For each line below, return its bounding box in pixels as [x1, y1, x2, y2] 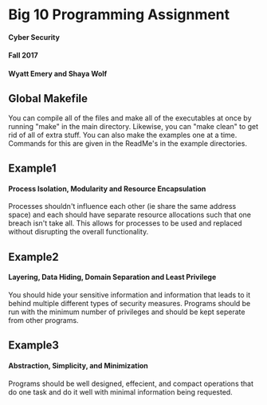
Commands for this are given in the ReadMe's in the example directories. [8, 138, 247, 148]
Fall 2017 [8, 50, 38, 61]
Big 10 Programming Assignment [8, 6, 230, 24]
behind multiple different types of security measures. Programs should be [8, 298, 251, 308]
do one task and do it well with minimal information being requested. [8, 387, 233, 396]
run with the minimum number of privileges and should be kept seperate [8, 307, 245, 317]
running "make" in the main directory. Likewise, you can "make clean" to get [8, 121, 259, 131]
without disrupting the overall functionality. [8, 227, 149, 237]
